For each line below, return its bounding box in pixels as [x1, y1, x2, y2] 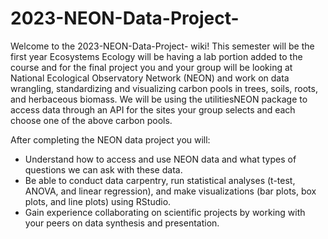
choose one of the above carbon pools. [10, 114, 173, 126]
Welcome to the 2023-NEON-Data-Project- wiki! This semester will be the [10, 40, 315, 52]
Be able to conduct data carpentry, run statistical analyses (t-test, [24, 174, 296, 186]
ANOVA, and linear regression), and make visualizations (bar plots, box [24, 185, 317, 197]
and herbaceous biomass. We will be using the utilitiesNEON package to [10, 93, 308, 105]
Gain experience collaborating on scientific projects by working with [24, 206, 306, 218]
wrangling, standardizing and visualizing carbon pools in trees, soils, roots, [10, 82, 318, 94]
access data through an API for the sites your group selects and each [10, 103, 296, 116]
